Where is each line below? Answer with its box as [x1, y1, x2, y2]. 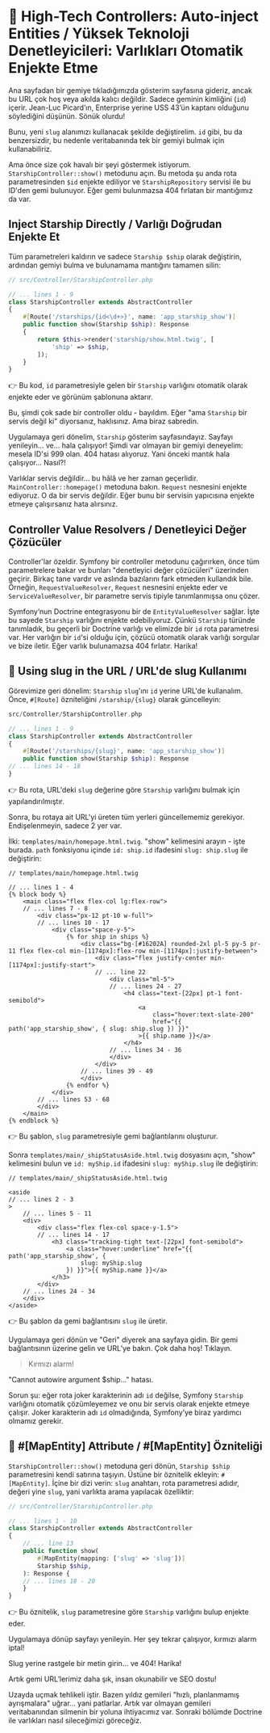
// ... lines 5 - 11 [23, 1209, 92, 1218]
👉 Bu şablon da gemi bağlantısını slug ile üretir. [8, 1316, 168, 1326]
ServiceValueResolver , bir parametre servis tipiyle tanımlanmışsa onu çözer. [8, 591, 260, 601]
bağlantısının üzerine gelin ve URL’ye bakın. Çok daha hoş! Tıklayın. [8, 1343, 232, 1352]
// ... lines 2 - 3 [8, 1195, 74, 1203]
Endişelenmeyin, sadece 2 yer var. [8, 820, 123, 831]
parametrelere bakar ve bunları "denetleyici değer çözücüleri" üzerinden [8, 566, 249, 575]
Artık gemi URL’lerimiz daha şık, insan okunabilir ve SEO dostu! [8, 1674, 217, 1684]
